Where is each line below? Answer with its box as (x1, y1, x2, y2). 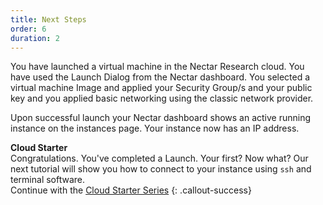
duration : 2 (10, 33, 60, 43)
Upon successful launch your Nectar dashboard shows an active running (10, 112, 312, 124)
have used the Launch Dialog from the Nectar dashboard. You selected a (10, 71, 311, 83)
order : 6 (10, 24, 47, 34)
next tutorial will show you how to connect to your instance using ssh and (10, 163, 312, 175)
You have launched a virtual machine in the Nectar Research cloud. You (10, 61, 305, 73)
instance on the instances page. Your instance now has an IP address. (10, 122, 300, 135)
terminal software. (10, 174, 86, 186)
